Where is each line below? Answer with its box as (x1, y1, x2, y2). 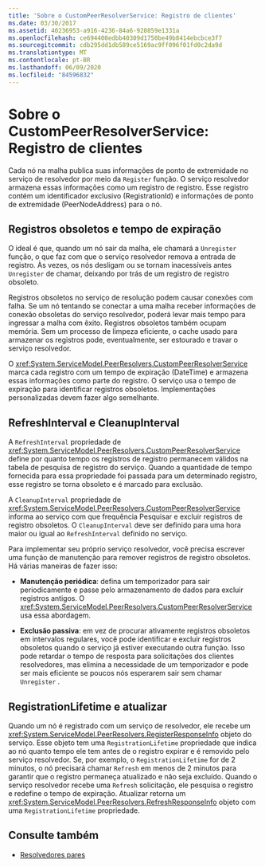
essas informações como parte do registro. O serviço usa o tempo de (8, 376, 236, 386)
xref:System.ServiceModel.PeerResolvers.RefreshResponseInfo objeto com (8, 798, 256, 806)
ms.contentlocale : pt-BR (8, 57, 91, 65)
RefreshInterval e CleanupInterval (8, 416, 180, 430)
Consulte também (8, 829, 99, 842)
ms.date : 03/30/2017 (8, 19, 77, 27)
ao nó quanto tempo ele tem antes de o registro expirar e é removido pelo (8, 747, 250, 755)
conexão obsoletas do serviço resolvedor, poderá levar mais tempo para (8, 310, 246, 320)
